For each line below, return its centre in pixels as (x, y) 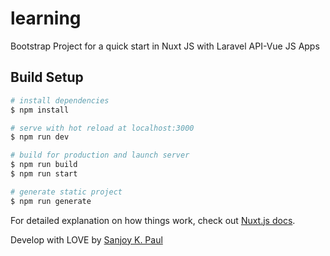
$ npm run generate (51, 201)
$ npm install (40, 110)
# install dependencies (60, 100)
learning (46, 18)
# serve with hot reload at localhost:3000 (102, 128)
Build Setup (47, 77)
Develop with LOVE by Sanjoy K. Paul (86, 239)
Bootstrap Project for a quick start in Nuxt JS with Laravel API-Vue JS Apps (165, 46)
